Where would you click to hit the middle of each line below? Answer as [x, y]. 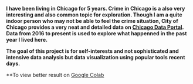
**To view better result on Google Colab [55, 75]
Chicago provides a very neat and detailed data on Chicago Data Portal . [95, 27]
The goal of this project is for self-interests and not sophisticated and [92, 51]
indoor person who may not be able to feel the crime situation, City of [92, 21]
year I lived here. [27, 40]
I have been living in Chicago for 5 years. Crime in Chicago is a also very [96, 9]
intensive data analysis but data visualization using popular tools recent [96, 57]
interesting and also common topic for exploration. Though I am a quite [94, 15]
